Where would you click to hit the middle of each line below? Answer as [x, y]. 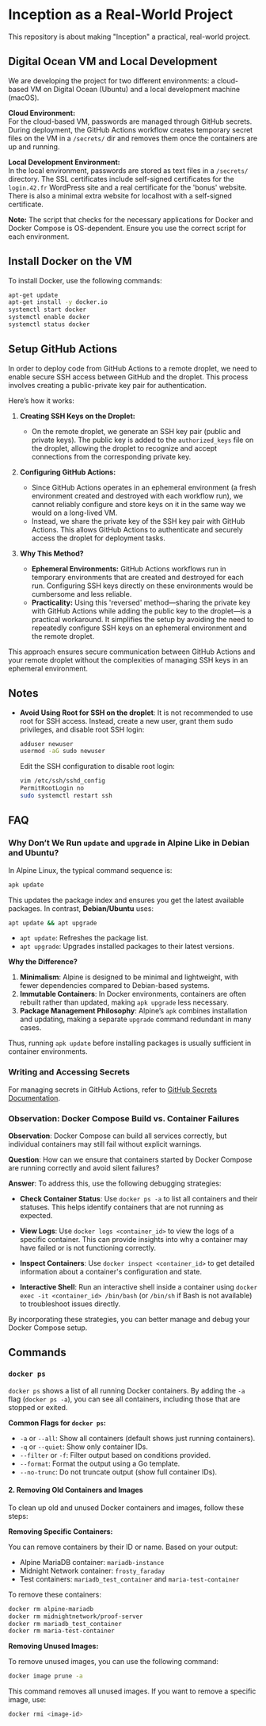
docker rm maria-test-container [61, 1631]
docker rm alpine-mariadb [51, 1609]
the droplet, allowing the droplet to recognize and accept [124, 448]
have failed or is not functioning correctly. [88, 1247]
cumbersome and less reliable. [82, 594]
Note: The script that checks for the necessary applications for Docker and [131, 219]
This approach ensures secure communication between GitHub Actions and [132, 652]
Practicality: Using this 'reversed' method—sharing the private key [141, 602]
